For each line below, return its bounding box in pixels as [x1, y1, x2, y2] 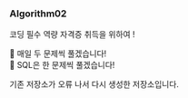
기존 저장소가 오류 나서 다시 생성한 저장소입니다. [9, 79, 180, 90]
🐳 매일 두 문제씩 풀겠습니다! [9, 48, 107, 59]
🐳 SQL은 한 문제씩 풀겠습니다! [9, 60, 115, 71]
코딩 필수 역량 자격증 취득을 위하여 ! [9, 29, 135, 40]
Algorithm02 [9, 7, 67, 20]
